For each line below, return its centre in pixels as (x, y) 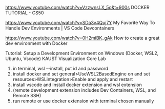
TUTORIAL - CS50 (25, 13)
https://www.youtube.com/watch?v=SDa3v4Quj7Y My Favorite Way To (80, 23)
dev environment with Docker (36, 43)
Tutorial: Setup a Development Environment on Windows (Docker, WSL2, (82, 53)
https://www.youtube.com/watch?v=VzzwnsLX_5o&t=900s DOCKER (77, 7)
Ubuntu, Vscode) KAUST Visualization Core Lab (56, 59)
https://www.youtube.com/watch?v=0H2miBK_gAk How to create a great (82, 38)
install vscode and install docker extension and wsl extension (77, 85)
